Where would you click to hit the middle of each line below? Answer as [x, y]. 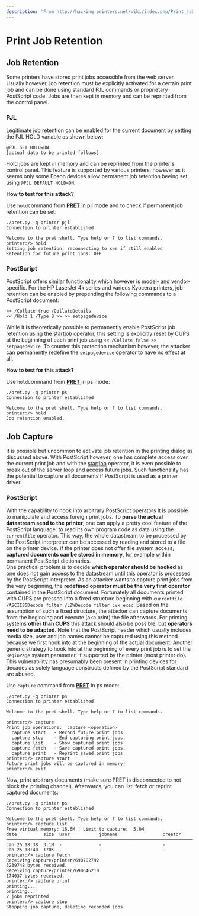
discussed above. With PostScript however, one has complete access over [97, 457]
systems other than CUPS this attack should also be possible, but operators [99, 624]
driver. [14, 483]
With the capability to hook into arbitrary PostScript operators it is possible [97, 510]
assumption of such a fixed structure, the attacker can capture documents [97, 611]
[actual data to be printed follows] [53, 152]
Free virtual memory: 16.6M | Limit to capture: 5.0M [75, 830]
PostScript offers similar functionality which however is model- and [88, 281]
